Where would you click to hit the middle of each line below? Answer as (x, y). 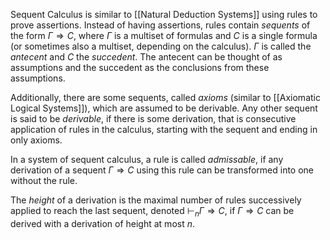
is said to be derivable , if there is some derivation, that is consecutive (153, 118)
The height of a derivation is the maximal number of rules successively (156, 200)
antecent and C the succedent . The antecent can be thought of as (146, 57)
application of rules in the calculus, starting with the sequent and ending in (164, 129)
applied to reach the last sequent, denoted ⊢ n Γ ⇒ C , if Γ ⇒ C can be (152, 212)
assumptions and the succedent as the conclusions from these (140, 67)
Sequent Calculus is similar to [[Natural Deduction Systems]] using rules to (164, 14)
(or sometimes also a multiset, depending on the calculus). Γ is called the (161, 46)
